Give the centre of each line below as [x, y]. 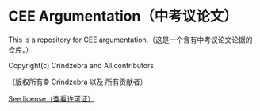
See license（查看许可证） [52, 98]
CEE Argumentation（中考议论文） [123, 16]
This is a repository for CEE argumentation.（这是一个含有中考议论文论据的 [130, 40]
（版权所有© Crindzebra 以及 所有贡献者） [78, 82]
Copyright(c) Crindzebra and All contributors [81, 65]
